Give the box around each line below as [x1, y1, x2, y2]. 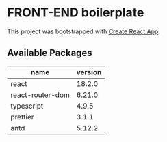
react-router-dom [10, 90, 70, 100]
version [76, 67, 102, 76]
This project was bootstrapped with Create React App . [7, 27, 161, 35]
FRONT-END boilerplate [7, 5, 144, 20]
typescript [10, 101, 44, 111]
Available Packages [7, 47, 92, 59]
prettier [10, 112, 34, 122]
